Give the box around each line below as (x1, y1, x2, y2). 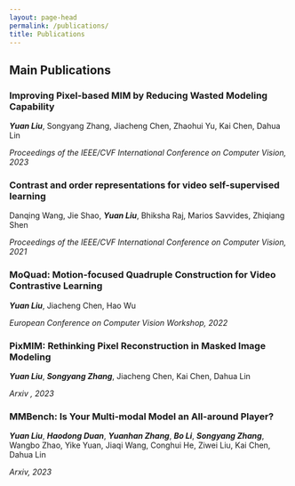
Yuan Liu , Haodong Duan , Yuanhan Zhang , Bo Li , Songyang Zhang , (9, 431, 265, 441)
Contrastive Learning (9, 279, 103, 292)
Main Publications (9, 62, 111, 77)
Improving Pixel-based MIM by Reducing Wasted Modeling (9, 89, 268, 101)
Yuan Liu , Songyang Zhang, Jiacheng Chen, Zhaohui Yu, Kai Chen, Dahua (9, 121, 281, 132)
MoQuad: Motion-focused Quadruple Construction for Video (9, 269, 276, 281)
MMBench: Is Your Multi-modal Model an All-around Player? (9, 410, 274, 423)
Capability (9, 100, 55, 112)
